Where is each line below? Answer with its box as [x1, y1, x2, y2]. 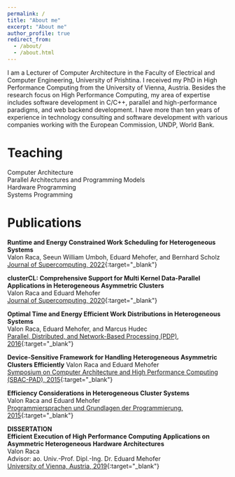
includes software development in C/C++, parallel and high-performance [7, 98, 218, 106]
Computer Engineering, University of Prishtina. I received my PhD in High [7, 76, 218, 84]
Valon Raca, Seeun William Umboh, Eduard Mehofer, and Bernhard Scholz [7, 252, 220, 261]
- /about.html [13, 50, 55, 57]
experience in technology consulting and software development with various [7, 113, 228, 121]
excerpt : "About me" [7, 23, 68, 30]
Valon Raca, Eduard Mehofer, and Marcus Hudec [7, 325, 148, 333]
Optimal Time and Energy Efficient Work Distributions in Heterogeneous [7, 309, 221, 318]
